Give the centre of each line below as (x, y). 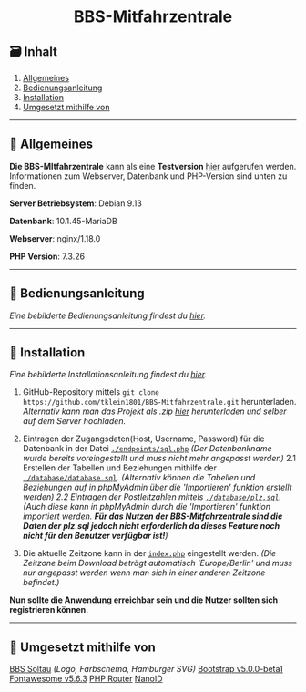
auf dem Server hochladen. (74, 421)
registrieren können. (49, 610)
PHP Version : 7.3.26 (47, 256)
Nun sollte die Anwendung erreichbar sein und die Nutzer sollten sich (144, 600)
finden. (23, 185)
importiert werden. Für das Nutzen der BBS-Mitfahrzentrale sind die (153, 516)
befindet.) (41, 583)
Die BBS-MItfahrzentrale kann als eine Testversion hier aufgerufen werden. (153, 166)
